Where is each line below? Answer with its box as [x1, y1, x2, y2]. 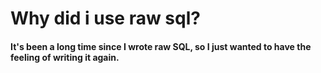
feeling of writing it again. [10, 51, 120, 63]
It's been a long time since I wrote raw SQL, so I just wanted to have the [10, 40, 312, 52]
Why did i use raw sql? [10, 7, 201, 30]
